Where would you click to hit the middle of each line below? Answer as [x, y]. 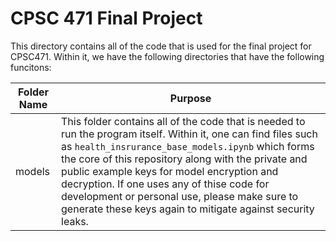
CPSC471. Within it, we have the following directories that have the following [167, 56]
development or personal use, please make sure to [180, 196]
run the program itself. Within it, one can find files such [189, 134]
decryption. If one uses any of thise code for [165, 184]
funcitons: [31, 67]
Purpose [190, 98]
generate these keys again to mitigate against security [188, 209]
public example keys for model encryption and [170, 171]
